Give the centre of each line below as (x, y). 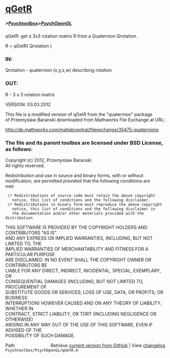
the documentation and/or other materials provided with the (78, 214)
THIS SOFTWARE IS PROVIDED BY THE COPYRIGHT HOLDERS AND (77, 228)
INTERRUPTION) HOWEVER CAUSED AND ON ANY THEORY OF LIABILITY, (83, 303)
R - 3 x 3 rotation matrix (30, 94)
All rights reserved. (25, 166)
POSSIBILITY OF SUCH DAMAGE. (40, 336)
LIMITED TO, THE (24, 244)
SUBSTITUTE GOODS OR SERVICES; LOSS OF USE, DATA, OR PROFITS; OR (84, 292)
